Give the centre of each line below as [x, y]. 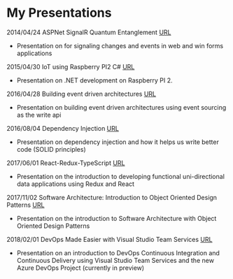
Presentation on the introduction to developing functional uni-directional [121, 176]
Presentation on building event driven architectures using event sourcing [121, 107]
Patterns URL [26, 205]
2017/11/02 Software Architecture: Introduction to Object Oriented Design [112, 197]
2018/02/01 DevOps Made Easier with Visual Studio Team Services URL [110, 239]
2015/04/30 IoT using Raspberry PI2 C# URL [71, 66]
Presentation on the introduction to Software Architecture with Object [116, 218]
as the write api [39, 115]
